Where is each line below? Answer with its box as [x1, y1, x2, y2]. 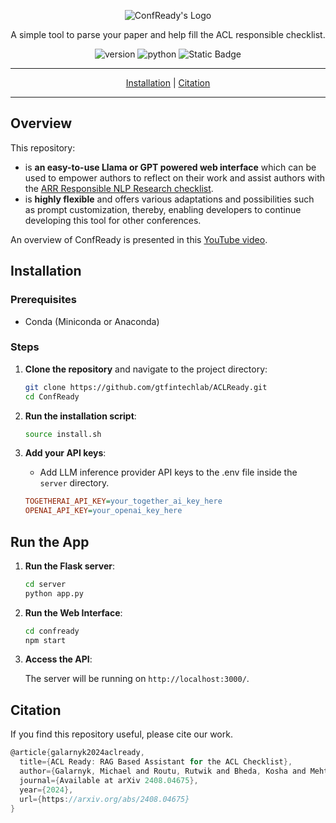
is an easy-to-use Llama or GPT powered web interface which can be [24, 161, 317, 173]
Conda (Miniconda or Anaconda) [24, 315, 160, 327]
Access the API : [24, 653, 93, 665]
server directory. [39, 477, 110, 489]
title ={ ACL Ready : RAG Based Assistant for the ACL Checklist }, [19, 757, 293, 767]
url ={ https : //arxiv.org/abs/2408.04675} [19, 794, 190, 804]
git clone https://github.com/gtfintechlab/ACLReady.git [24, 382, 268, 392]
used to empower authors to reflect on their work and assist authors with [24, 171, 326, 184]
